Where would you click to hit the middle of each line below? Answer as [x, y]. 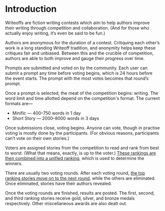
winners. [14, 163]
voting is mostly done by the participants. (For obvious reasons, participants [82, 133]
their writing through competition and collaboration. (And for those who [77, 28]
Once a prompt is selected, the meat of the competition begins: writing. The [82, 93]
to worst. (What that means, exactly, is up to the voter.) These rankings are [81, 153]
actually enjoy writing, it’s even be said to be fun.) [55, 33]
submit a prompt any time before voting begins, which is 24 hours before [79, 73]
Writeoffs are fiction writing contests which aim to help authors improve [77, 23]
